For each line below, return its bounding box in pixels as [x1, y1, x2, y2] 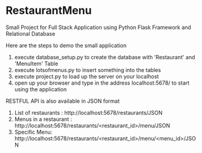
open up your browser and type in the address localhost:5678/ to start [14, 79, 190, 86]
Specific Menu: [14, 128, 53, 135]
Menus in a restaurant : [14, 116, 73, 123]
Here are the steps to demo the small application [5, 42, 127, 49]
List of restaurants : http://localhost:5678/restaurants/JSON [14, 109, 163, 116]
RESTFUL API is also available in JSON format [5, 97, 120, 105]
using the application [14, 85, 67, 93]
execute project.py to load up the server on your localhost [14, 73, 159, 80]
